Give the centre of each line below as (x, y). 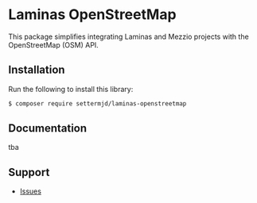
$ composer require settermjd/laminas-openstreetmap (97, 103)
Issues (31, 191)
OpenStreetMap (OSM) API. (54, 44)
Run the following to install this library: (71, 89)
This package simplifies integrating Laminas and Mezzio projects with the (128, 36)
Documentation (48, 128)
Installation (37, 70)
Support (29, 172)
